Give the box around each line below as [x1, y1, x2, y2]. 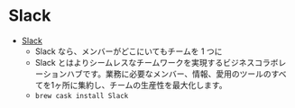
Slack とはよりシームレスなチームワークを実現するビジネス [34, 57, 255, 67]
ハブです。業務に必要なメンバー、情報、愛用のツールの [66, 68, 272, 79]
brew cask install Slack [34, 91, 129, 100]
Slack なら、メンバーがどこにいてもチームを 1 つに [34, 46, 223, 57]
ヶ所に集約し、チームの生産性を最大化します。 [54, 79, 227, 90]
